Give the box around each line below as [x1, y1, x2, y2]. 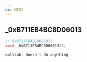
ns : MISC [5, 7, 24, 12]
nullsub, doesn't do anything [5, 53, 69, 58]
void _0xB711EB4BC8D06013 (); [5, 43, 66, 49]
